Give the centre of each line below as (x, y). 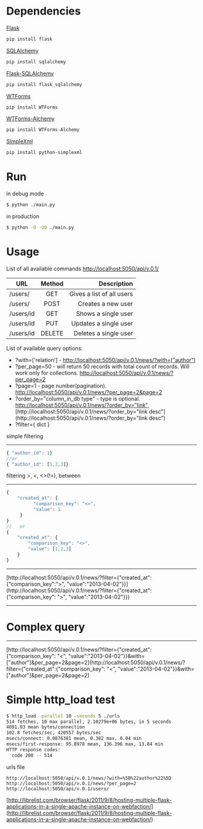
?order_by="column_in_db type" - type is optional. (78, 398)
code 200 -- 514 (32, 755)
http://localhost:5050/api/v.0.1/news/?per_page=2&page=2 (89, 392)
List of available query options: (45, 348)
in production (23, 216)
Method (52, 283)
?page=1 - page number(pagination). (61, 386)
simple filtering (25, 436)
